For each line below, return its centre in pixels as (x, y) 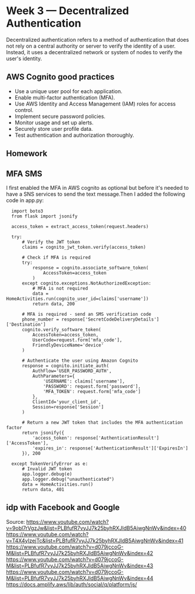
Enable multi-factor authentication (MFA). (65, 97)
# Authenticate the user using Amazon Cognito (80, 361)
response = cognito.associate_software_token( (90, 268)
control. (24, 110)
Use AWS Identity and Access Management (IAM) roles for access (95, 104)
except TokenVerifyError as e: (50, 464)
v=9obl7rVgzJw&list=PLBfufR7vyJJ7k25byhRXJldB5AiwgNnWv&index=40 (96, 528)
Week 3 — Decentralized (68, 11)
